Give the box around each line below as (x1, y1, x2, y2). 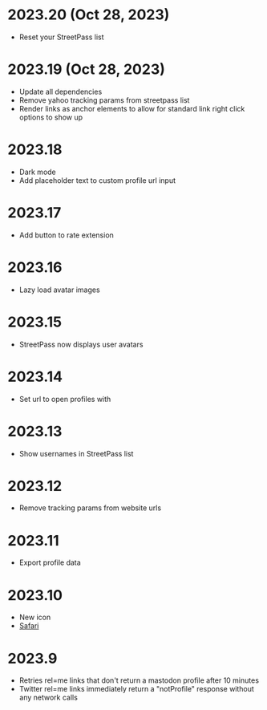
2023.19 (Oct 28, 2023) (7, 60, 166, 79)
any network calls (18, 692, 78, 703)
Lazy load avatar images (18, 285, 101, 294)
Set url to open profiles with (18, 394, 111, 404)
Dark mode (18, 167, 57, 176)
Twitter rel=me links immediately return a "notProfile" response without (18, 684, 254, 694)
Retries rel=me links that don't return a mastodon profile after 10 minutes (18, 676, 260, 685)
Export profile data (18, 558, 81, 567)
